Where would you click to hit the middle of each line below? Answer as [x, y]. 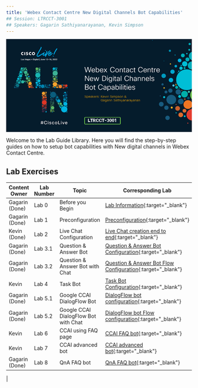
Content [19, 187]
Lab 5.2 [43, 316]
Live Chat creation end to [136, 231]
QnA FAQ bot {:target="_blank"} [143, 362]
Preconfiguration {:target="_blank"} [147, 220]
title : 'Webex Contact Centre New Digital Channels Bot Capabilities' [95, 12]
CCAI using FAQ [79, 330]
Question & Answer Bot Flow [140, 263]
